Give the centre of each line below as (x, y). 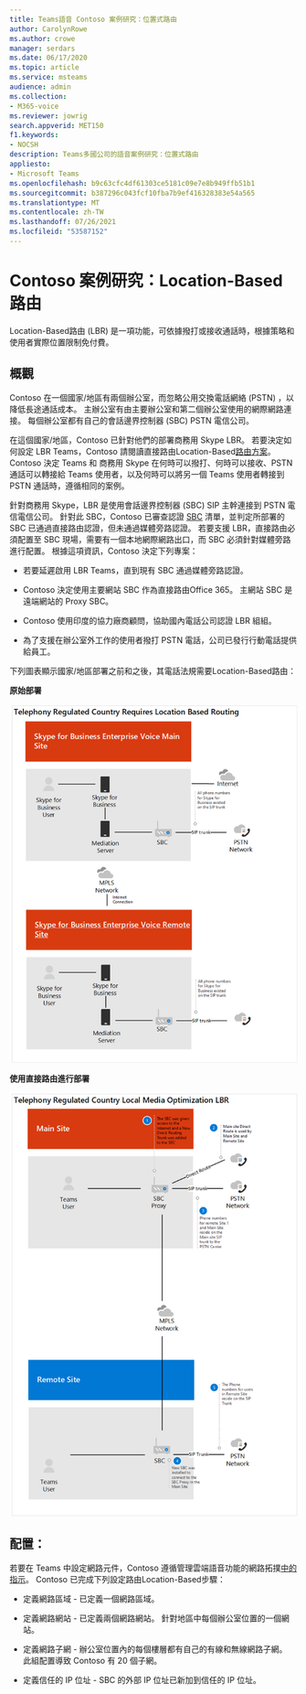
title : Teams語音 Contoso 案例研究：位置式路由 (94, 19)
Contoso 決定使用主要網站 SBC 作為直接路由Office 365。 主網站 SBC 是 (158, 589)
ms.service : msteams (49, 78)
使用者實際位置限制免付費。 (62, 342)
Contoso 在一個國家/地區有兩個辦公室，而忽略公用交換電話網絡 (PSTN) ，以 (152, 397)
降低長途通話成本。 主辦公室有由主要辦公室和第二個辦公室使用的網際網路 (147, 409)
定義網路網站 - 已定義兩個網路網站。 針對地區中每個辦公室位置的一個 (152, 1618)
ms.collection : (38, 96)
